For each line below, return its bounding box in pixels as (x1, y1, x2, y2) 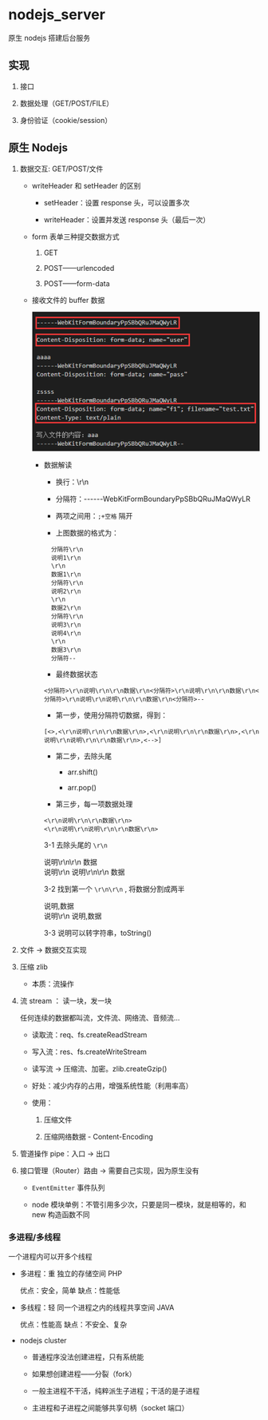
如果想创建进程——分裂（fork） (31, 1369, 136, 1378)
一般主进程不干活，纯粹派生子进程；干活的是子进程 (31, 1386, 200, 1395)
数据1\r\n (50, 571, 81, 579)
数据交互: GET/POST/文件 (19, 164, 104, 173)
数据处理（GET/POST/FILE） (19, 98, 114, 108)
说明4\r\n (50, 630, 81, 638)
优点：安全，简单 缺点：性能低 (19, 1285, 120, 1295)
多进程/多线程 (8, 1232, 61, 1243)
